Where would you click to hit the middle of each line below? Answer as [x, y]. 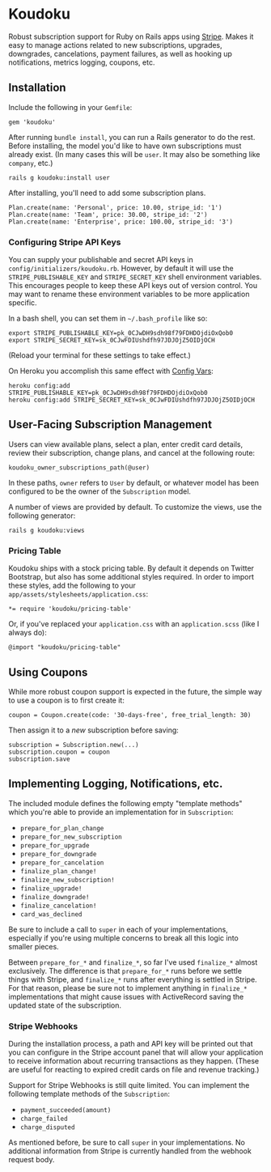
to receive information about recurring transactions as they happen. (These [134, 1061]
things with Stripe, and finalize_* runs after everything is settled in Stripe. [133, 979]
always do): [28, 633]
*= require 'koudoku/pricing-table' [70, 609]
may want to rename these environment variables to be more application [129, 294]
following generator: [42, 516]
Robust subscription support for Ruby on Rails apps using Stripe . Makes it [131, 36]
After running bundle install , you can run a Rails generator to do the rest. [132, 137]
